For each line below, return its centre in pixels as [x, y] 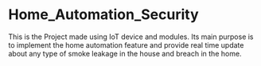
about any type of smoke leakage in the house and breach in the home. [125, 53]
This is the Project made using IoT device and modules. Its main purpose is [131, 37]
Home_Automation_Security [103, 15]
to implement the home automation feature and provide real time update [126, 45]
